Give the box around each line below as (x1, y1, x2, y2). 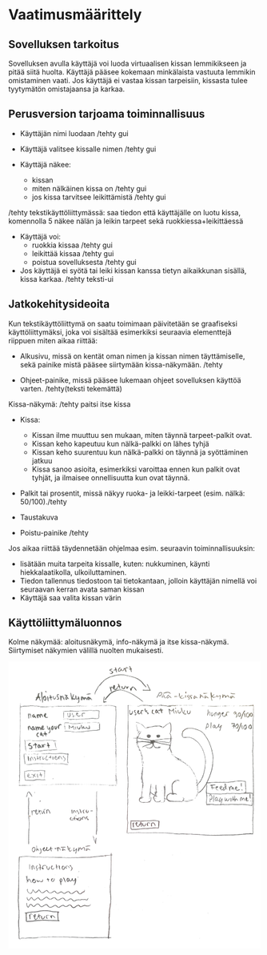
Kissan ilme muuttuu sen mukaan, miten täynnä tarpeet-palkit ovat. (31, 430, 253, 439)
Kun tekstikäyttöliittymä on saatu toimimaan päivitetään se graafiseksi (8, 319, 238, 328)
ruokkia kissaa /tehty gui (31, 240, 114, 250)
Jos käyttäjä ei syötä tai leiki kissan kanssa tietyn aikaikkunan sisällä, (19, 266, 247, 275)
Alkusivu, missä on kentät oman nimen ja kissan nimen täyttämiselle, (19, 351, 245, 361)
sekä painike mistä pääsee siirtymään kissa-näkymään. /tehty (19, 359, 223, 369)
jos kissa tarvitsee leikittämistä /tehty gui (31, 192, 166, 202)
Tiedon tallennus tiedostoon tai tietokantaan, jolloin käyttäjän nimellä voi (19, 576, 257, 585)
